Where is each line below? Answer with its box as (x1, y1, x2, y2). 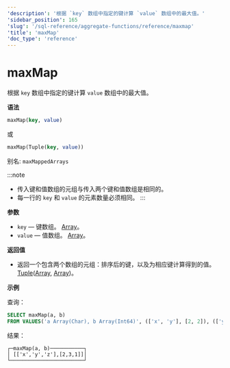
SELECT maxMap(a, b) (7, 311, 66, 319)
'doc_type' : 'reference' (7, 36, 78, 42)
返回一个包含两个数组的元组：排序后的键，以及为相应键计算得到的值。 (16, 260, 216, 268)
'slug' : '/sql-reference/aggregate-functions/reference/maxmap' (7, 23, 194, 29)
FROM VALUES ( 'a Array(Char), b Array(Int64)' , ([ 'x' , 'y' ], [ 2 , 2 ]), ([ (7, 318, 219, 325)
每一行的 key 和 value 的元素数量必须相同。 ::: (16, 193, 146, 201)
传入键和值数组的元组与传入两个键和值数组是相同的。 (16, 184, 168, 193)
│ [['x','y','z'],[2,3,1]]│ (7, 351, 88, 358)
